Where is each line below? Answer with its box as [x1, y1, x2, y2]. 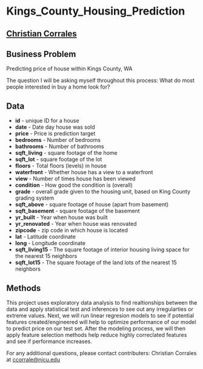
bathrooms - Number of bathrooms [15, 143, 104, 150]
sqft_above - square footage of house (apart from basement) [15, 201, 169, 208]
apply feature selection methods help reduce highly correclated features [6, 331, 187, 339]
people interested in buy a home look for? [6, 83, 110, 90]
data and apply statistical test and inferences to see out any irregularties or [6, 305, 194, 313]
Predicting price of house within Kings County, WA [6, 65, 133, 72]
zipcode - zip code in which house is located [15, 226, 128, 234]
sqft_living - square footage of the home [15, 149, 118, 157]
